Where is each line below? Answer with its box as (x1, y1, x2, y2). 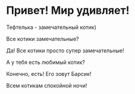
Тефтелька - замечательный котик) (6, 23, 97, 31)
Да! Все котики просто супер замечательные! (6, 46, 124, 54)
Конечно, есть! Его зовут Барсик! (6, 70, 92, 77)
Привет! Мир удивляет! (6, 4, 130, 17)
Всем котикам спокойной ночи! (6, 82, 88, 89)
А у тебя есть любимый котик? (6, 58, 85, 66)
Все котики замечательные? (6, 35, 79, 42)
